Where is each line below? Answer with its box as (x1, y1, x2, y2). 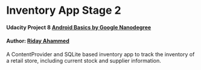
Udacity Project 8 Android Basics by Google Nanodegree (6, 23, 152, 31)
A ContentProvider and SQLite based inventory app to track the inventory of (6, 50, 195, 57)
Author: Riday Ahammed (6, 37, 69, 45)
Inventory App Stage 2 (6, 4, 122, 17)
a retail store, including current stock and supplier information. (6, 57, 162, 64)
